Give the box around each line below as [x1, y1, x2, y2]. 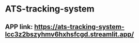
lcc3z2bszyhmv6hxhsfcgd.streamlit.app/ [5, 30, 134, 38]
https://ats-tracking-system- [34, 23, 125, 31]
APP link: [5, 23, 33, 31]
